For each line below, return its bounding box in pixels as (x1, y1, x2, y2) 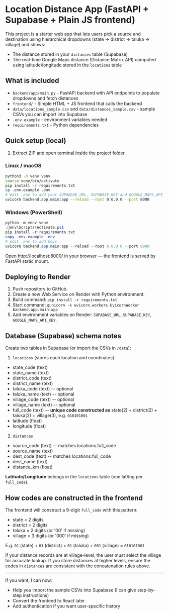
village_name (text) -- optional (12, 402, 75, 408)
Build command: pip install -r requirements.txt (12, 296, 118, 302)
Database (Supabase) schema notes (5, 332, 122, 340)
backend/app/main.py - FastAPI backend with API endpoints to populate (12, 89, 160, 96)
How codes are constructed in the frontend (5, 493, 143, 502)
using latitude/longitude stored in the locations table (12, 62, 122, 68)
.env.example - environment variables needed (12, 117, 108, 123)
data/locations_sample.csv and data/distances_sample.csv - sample (12, 106, 155, 112)
